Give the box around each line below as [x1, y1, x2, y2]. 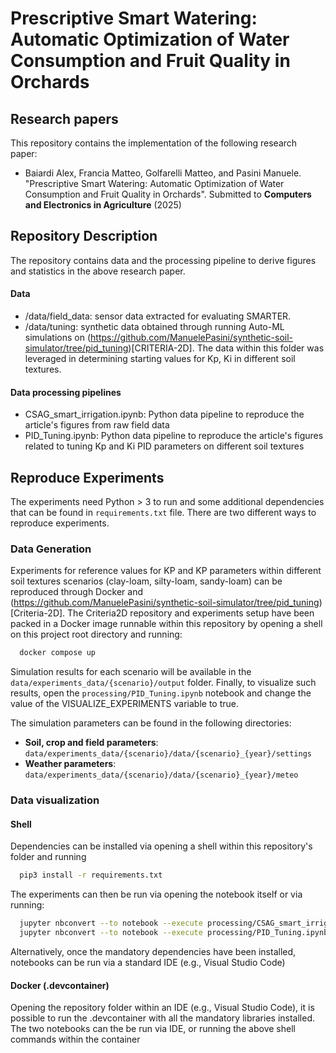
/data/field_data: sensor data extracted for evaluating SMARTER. [24, 310, 292, 322]
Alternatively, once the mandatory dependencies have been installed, [10, 945, 297, 957]
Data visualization [10, 793, 100, 807]
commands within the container [10, 1033, 141, 1046]
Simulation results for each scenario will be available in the [10, 666, 252, 678]
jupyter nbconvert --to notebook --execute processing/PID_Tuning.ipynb [19, 928, 329, 938]
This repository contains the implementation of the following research [10, 137, 298, 149]
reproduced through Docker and [10, 586, 144, 598]
